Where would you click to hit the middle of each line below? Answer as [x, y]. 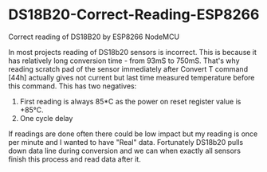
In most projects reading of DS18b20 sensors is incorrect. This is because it [133, 52]
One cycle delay [46, 118]
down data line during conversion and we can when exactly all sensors [125, 150]
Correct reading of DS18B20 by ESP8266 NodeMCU [94, 37]
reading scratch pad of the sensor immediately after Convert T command [128, 68]
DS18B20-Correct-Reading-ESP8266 [134, 15]
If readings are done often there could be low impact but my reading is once [133, 134]
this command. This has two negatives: [73, 86]
